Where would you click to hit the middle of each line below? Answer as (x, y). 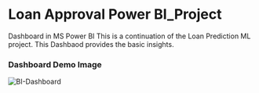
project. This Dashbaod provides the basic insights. (91, 44)
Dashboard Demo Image (55, 64)
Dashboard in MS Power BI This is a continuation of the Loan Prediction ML (129, 36)
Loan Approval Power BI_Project (115, 14)
